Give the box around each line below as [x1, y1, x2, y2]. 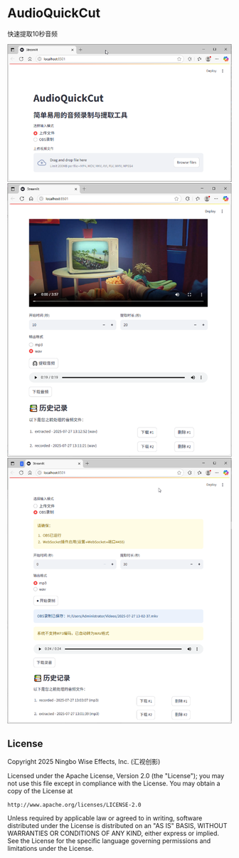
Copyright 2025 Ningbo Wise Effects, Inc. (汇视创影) [7, 758, 161, 766]
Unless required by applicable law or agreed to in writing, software [7, 814, 203, 822]
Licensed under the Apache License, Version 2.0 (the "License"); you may [7, 772, 225, 780]
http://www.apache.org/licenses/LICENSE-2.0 [7, 802, 142, 809]
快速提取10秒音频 [7, 29, 58, 38]
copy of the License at [7, 787, 73, 795]
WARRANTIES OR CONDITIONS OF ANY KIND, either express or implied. [7, 829, 219, 838]
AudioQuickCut [7, 5, 101, 21]
